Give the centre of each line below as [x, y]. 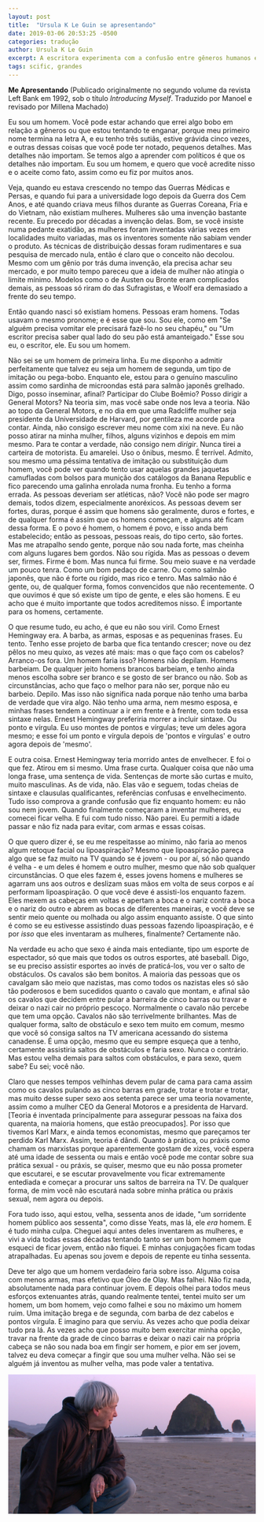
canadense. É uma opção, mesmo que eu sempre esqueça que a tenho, [125, 1041]
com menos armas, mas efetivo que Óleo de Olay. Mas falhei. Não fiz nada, [130, 1279]
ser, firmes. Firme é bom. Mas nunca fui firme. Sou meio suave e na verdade [132, 561]
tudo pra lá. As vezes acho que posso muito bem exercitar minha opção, [125, 1330]
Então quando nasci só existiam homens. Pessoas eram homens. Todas [124, 311]
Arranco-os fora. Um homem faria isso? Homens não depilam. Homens [123, 660]
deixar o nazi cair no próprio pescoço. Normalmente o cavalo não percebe [128, 1007]
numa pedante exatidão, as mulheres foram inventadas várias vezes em [124, 229]
